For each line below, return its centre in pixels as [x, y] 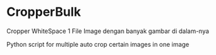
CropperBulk [44, 12]
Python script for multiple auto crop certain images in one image [98, 44]
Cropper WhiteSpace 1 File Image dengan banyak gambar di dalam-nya [108, 31]
